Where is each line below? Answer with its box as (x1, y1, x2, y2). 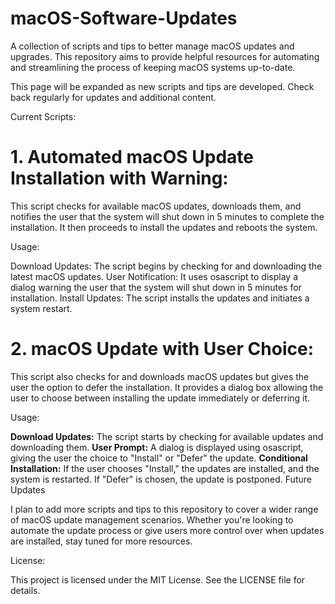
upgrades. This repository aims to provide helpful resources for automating (10, 50, 320, 62)
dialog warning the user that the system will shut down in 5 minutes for (10, 281, 302, 293)
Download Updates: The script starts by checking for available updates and (10, 430, 324, 442)
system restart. (10, 302, 73, 314)
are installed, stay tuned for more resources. (10, 535, 193, 547)
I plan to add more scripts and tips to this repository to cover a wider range (10, 503, 319, 515)
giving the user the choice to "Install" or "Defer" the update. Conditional (10, 452, 308, 464)
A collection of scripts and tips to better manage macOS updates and (10, 40, 295, 52)
